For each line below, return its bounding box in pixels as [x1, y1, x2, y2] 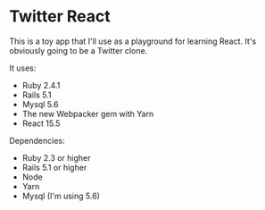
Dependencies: [9, 135, 65, 146]
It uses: [9, 63, 37, 73]
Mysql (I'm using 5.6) [21, 190, 101, 201]
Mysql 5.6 [21, 98, 59, 109]
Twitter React [9, 6, 111, 27]
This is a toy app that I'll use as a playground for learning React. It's [9, 36, 257, 46]
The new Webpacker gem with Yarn [21, 108, 154, 119]
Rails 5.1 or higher [21, 162, 87, 172]
